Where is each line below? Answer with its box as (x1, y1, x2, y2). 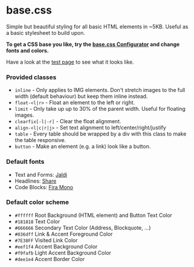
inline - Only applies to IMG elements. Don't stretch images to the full (14, 87, 186, 94)
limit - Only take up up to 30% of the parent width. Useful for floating (14, 106, 186, 113)
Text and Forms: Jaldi (14, 171, 68, 178)
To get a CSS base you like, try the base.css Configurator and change (6, 41, 180, 48)
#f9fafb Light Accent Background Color (14, 249, 111, 256)
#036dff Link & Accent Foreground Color (14, 230, 113, 238)
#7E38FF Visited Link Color (14, 236, 78, 243)
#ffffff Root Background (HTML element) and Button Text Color (14, 212, 173, 219)
